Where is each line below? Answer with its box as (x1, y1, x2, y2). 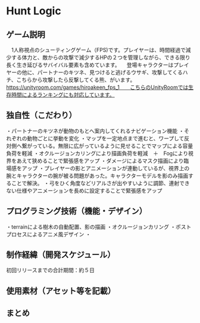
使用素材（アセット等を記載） (6, 285, 116, 296)
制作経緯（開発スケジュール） (6, 250, 115, 260)
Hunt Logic (6, 4, 61, 18)
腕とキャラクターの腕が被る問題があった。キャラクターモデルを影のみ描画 (6, 172, 189, 179)
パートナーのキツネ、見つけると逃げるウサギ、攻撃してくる (37, 69, 183, 76)
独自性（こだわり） (6, 110, 77, 121)
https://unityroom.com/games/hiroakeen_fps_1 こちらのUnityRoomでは (6, 84, 189, 91)
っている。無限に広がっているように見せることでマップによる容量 (32, 142, 193, 149)
